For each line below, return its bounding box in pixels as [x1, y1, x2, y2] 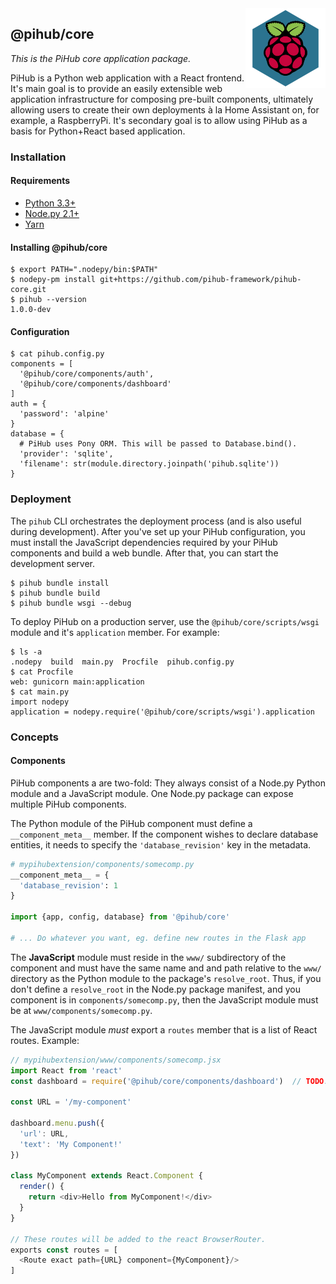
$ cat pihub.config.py [10, 349, 105, 359]
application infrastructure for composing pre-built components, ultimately [10, 93, 314, 105]
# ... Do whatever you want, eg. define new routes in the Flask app [10, 933, 307, 943]
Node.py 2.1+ [24, 207, 80, 219]
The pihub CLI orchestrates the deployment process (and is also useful [10, 515, 302, 527]
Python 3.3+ [24, 197, 77, 209]
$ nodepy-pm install [10, 275, 97, 285]
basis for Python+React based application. [10, 125, 186, 137]
